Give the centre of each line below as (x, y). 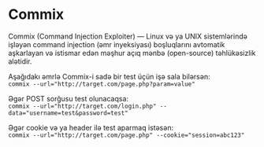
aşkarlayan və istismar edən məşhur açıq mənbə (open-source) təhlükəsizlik (132, 53)
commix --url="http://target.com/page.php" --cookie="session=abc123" (126, 135)
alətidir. (20, 61)
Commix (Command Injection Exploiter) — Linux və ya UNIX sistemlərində (128, 36)
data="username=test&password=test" (68, 113)
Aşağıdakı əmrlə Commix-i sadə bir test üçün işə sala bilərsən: (109, 76)
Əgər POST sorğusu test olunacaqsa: (68, 98)
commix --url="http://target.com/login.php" (82, 106)
